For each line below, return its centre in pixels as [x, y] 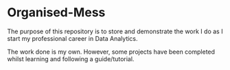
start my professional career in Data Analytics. [73, 38]
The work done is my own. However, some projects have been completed [111, 52]
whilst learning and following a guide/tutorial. [71, 58]
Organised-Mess [56, 13]
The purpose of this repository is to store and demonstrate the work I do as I [115, 31]
